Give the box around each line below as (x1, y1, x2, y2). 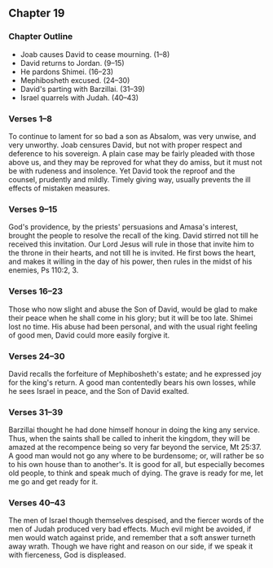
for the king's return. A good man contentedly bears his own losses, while (8, 378, 257, 387)
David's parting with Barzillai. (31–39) (20, 84, 145, 94)
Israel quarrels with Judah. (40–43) (20, 93, 139, 103)
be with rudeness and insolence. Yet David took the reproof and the (8, 166, 236, 176)
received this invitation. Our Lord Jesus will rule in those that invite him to (8, 239, 254, 249)
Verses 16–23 (8, 286, 64, 297)
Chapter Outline (8, 31, 73, 42)
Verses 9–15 (8, 203, 58, 215)
